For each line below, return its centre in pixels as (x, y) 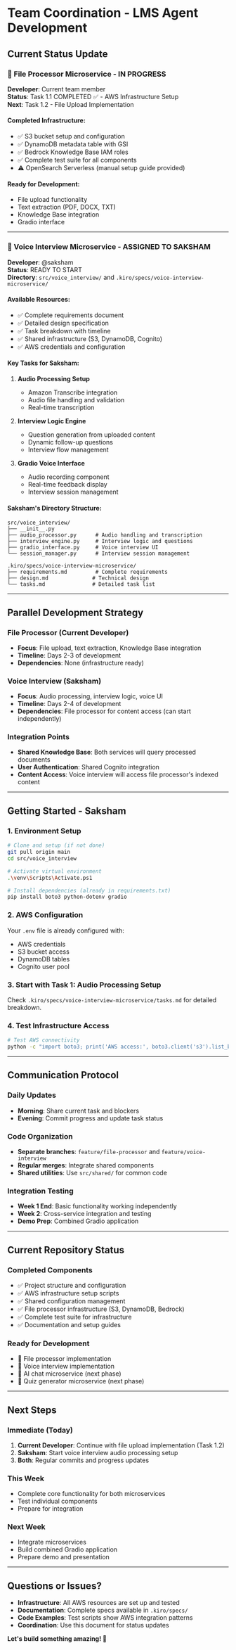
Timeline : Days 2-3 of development (69, 655)
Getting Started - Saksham (67, 811)
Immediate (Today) (40, 1430)
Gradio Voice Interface (51, 463)
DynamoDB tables (44, 959)
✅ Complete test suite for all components (77, 160)
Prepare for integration (50, 1509)
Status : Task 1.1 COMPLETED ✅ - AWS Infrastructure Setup (93, 96)
